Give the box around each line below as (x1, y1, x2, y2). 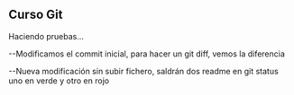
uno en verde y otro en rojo (8, 75, 110, 86)
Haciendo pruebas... (8, 30, 85, 41)
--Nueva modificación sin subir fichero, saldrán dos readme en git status (8, 65, 279, 76)
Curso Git (8, 7, 63, 22)
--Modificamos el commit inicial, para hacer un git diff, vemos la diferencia (8, 48, 286, 59)
